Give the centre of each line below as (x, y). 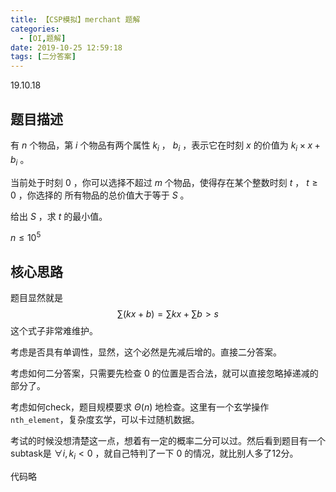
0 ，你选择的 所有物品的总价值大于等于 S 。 (100, 195)
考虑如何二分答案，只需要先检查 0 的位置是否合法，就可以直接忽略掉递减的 (164, 373)
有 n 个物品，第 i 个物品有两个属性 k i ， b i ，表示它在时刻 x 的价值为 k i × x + (165, 146)
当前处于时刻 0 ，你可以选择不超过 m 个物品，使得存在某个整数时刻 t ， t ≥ (164, 182)
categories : (35, 29)
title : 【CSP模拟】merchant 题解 (75, 19)
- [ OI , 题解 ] (43, 38)
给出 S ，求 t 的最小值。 (59, 216)
